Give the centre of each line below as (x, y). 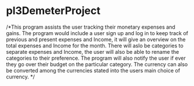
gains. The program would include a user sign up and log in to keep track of (97, 33)
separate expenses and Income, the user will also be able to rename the (93, 51)
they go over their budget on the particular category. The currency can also (97, 64)
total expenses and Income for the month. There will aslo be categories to (95, 46)
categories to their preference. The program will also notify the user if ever (96, 58)
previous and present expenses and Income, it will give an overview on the (96, 39)
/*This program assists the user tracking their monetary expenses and (91, 27)
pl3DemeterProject (53, 11)
